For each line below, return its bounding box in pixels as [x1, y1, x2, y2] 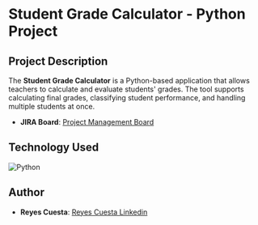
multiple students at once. [8, 102, 95, 111]
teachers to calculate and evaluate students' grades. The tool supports [8, 84, 244, 94]
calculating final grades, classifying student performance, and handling [8, 93, 246, 102]
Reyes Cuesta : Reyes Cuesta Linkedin [19, 207, 148, 217]
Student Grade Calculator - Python [8, 5, 246, 23]
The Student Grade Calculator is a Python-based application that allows [8, 76, 251, 85]
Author [8, 185, 44, 199]
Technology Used [8, 141, 99, 155]
